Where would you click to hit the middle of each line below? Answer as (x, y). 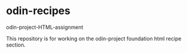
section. (16, 45)
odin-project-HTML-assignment (45, 27)
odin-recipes (38, 11)
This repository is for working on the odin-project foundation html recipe (94, 38)
